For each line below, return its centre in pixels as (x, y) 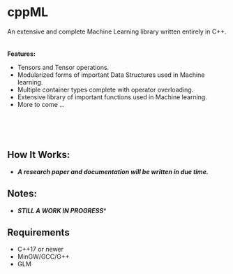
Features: (22, 54)
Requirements (38, 232)
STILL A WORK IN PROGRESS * (62, 210)
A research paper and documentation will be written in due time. (113, 171)
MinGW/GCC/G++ (43, 257)
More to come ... (41, 104)
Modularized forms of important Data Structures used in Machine (111, 75)
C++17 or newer (40, 250)
